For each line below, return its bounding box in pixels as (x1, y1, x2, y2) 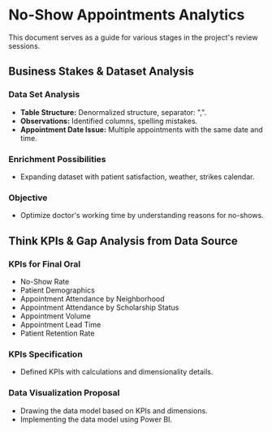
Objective (8, 192, 48, 203)
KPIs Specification (8, 349, 83, 360)
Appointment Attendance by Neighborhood (19, 293, 165, 303)
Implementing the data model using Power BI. (19, 414, 173, 424)
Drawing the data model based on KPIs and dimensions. (19, 405, 209, 415)
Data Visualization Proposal (8, 387, 120, 399)
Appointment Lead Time (19, 319, 101, 329)
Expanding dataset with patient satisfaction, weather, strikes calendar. (19, 172, 255, 182)
